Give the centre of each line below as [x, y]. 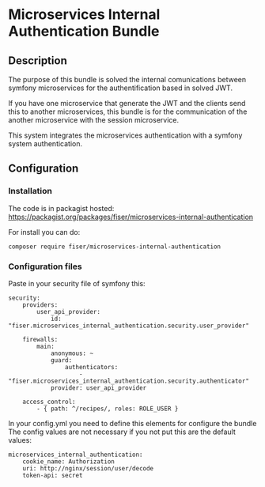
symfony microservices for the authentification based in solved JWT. [121, 88]
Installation [30, 191]
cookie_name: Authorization [68, 461]
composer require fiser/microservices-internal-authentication [115, 247]
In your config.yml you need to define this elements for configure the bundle [132, 423]
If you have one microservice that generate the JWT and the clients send [127, 103]
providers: [40, 305]
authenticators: [91, 367]
